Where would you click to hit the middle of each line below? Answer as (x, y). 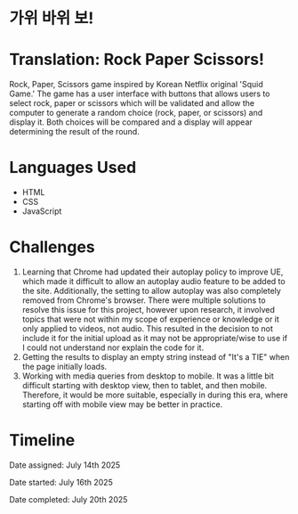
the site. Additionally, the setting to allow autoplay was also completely (152, 291)
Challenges (52, 247)
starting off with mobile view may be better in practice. (122, 404)
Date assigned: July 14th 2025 (65, 465)
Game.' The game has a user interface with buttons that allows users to (140, 94)
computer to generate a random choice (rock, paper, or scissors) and (136, 113)
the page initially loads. (64, 367)
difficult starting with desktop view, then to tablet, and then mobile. (145, 385)
